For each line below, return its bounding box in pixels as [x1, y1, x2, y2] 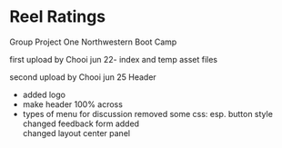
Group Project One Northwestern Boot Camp [9, 36, 177, 47]
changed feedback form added [22, 118, 139, 129]
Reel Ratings [9, 6, 106, 27]
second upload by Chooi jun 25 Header [9, 71, 156, 83]
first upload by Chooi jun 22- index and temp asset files [9, 54, 218, 64]
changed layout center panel [22, 127, 130, 138]
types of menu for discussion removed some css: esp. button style [22, 108, 273, 119]
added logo [22, 89, 66, 100]
